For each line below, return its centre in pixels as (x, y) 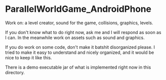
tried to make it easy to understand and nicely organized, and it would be (80, 52)
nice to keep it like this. (28, 57)
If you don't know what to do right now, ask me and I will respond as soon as (83, 32)
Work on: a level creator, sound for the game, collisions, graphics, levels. (79, 23)
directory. (15, 72)
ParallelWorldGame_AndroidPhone (78, 9)
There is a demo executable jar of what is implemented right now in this (78, 67)
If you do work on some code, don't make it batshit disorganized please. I (80, 47)
